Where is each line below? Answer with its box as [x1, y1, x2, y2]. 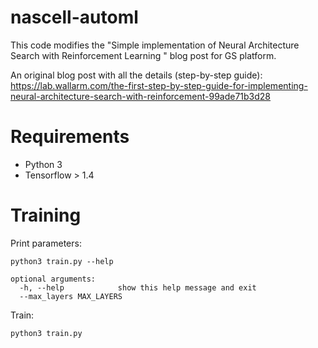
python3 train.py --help [10, 256, 114, 266]
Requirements [10, 126, 130, 148]
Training [10, 204, 82, 227]
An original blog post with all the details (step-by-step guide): [10, 69, 263, 81]
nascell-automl [10, 6, 139, 29]
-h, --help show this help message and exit [19, 282, 257, 293]
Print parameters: [10, 237, 82, 249]
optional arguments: [10, 274, 97, 284]
